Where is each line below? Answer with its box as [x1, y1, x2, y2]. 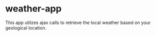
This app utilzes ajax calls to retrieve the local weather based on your [5, 19, 151, 25]
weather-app [5, 3, 62, 14]
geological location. [5, 24, 47, 30]
